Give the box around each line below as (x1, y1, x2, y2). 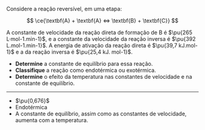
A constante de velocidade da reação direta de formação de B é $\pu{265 (6, 29, 193, 36)
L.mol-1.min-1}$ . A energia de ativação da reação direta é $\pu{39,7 (6, 42, 178, 49)
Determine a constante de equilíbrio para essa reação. (15, 60, 153, 67)
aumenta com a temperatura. (15, 117, 88, 124)
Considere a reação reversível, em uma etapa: (6, 5, 122, 12)
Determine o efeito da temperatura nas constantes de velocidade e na (15, 73, 192, 80)
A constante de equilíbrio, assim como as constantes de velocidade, (15, 110, 187, 117)
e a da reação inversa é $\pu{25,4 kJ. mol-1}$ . (15, 48, 133, 56)
